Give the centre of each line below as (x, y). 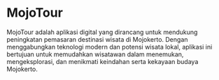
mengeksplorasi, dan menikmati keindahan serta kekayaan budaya (103, 61)
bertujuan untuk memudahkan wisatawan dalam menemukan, (95, 54)
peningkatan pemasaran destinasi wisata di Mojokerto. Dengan (97, 39)
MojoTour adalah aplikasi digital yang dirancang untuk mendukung (102, 32)
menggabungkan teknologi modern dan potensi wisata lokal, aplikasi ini (109, 47)
